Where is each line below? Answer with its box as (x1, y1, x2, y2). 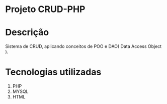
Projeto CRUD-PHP (5, 4, 86, 15)
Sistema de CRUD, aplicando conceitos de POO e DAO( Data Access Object (5, 43, 162, 49)
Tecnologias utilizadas (5, 67, 102, 78)
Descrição (5, 27, 49, 38)
